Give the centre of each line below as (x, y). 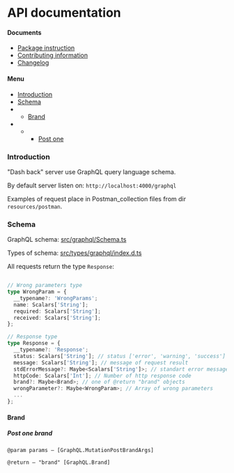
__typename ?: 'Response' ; (51, 350)
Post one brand (30, 433)
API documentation (64, 13)
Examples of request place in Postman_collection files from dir (97, 199)
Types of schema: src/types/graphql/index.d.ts (75, 253)
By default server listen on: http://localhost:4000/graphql (92, 185)
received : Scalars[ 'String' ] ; (57, 318)
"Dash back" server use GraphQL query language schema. (92, 171)
